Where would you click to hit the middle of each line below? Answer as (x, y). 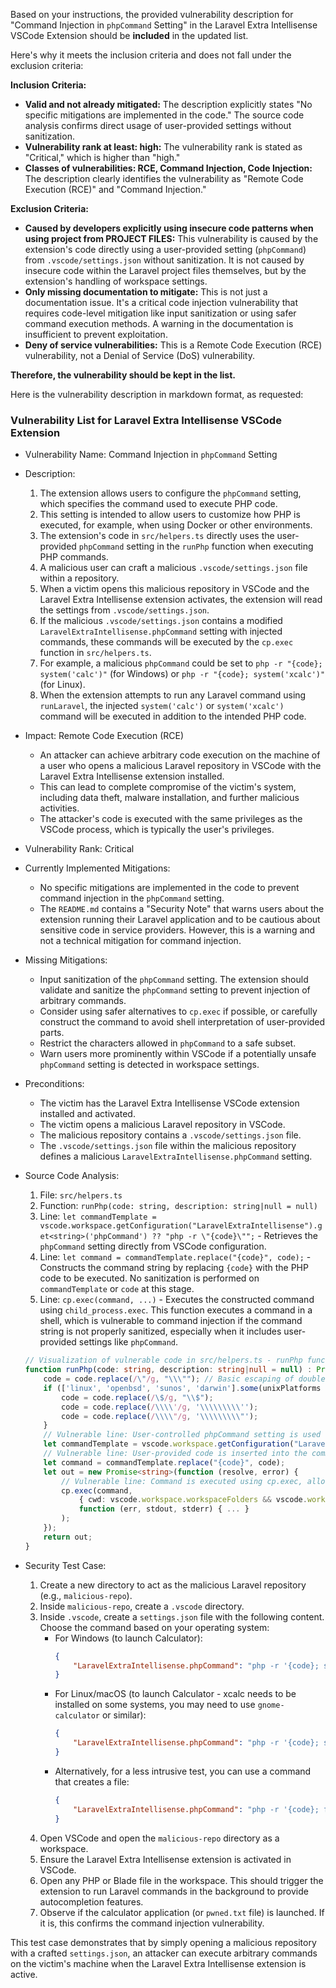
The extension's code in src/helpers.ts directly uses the (157, 536)
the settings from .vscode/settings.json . (124, 610)
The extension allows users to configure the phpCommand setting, (170, 493)
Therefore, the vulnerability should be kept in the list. (123, 375)
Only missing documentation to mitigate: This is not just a (146, 292)
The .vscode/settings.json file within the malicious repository (168, 1146)
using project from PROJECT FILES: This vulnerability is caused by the (171, 238)
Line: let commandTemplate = (98, 1216)
